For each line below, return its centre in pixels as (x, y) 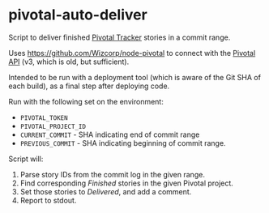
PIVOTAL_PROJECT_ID (53, 126)
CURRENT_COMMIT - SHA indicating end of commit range (110, 134)
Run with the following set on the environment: (86, 101)
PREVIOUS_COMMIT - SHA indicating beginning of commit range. (123, 143)
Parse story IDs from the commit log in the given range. (112, 174)
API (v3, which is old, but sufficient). (69, 62)
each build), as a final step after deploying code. (89, 86)
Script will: (26, 159)
